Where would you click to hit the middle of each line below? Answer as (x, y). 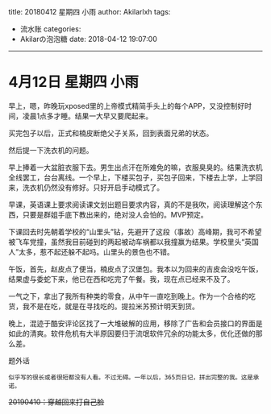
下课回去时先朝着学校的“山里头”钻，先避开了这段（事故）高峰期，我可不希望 (135, 231)
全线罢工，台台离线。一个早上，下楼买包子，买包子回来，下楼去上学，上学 (132, 177)
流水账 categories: (50, 29)
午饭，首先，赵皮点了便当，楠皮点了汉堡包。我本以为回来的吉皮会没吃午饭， (135, 269)
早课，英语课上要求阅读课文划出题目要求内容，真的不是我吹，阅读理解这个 (132, 205)
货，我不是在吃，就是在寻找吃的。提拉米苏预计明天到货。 (104, 306)
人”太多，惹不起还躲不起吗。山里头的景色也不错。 (92, 251)
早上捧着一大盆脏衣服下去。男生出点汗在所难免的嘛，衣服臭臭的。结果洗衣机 (135, 167)
